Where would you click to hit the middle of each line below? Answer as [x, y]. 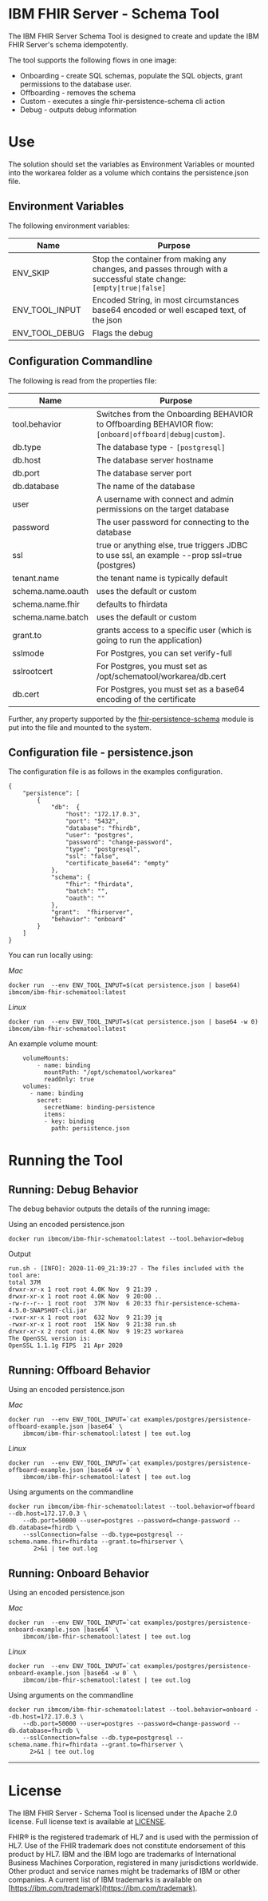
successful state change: [139, 279]
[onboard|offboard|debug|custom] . [161, 434]
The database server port [144, 473]
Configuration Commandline [81, 361]
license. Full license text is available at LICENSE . [87, 1821]
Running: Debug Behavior [73, 1189]
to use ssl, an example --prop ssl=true [169, 555]
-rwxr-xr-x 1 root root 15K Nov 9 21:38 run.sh [93, 1325]
